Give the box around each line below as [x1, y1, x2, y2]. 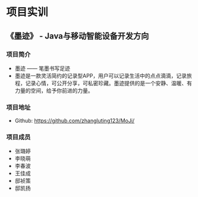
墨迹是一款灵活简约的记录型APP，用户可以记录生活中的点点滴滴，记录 [14, 72, 187, 79]
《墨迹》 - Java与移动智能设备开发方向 [6, 31, 149, 41]
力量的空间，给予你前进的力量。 [14, 87, 93, 94]
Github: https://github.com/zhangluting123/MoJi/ [14, 117, 135, 125]
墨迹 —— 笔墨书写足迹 [14, 65, 70, 72]
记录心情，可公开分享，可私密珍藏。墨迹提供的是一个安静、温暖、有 [25, 80, 192, 87]
